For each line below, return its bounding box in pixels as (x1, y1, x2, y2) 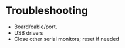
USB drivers (13, 29, 43, 36)
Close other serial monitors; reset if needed (13, 35, 120, 42)
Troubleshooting (5, 4, 89, 17)
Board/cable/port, (13, 23, 58, 30)
